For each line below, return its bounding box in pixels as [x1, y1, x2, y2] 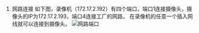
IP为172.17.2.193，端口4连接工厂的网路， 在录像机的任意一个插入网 [28, 13, 193, 20]
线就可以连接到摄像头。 [11, 20, 71, 27]
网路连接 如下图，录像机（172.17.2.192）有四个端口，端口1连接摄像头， [11, 5, 187, 12]
